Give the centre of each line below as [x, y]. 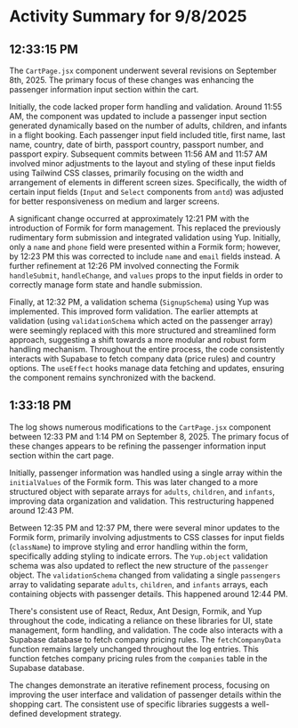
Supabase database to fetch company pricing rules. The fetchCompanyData [145, 639]
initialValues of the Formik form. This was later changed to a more [134, 481]
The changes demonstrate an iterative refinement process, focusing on [140, 685]
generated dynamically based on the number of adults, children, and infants [148, 125]
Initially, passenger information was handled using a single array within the [146, 473]
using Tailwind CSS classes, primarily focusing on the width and [127, 173]
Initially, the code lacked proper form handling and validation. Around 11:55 [146, 107]
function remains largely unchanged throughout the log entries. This [134, 649]
